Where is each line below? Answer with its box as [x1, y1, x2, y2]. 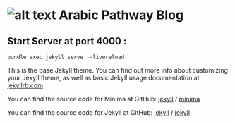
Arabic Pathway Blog [59, 7, 184, 23]
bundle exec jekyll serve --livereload [7, 54, 125, 61]
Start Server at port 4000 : [7, 35, 127, 47]
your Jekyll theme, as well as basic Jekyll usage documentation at [7, 74, 200, 82]
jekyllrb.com [7, 81, 44, 89]
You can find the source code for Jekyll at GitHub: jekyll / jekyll [7, 108, 191, 116]
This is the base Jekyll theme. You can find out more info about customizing [7, 66, 228, 74]
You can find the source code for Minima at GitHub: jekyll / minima [7, 95, 200, 103]
